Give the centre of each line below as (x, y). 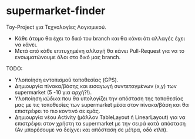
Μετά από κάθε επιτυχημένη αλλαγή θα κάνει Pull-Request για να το (100, 50)
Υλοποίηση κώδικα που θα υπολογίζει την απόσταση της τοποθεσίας (99, 99)
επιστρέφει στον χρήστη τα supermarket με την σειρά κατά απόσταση (100, 123)
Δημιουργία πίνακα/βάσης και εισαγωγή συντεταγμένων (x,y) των (96, 86)
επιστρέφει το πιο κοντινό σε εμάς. (57, 111)
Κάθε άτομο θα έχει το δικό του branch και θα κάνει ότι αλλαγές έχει (100, 38)
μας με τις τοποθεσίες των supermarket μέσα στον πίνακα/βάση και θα (102, 104)
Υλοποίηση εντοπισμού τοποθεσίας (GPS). (66, 80)
